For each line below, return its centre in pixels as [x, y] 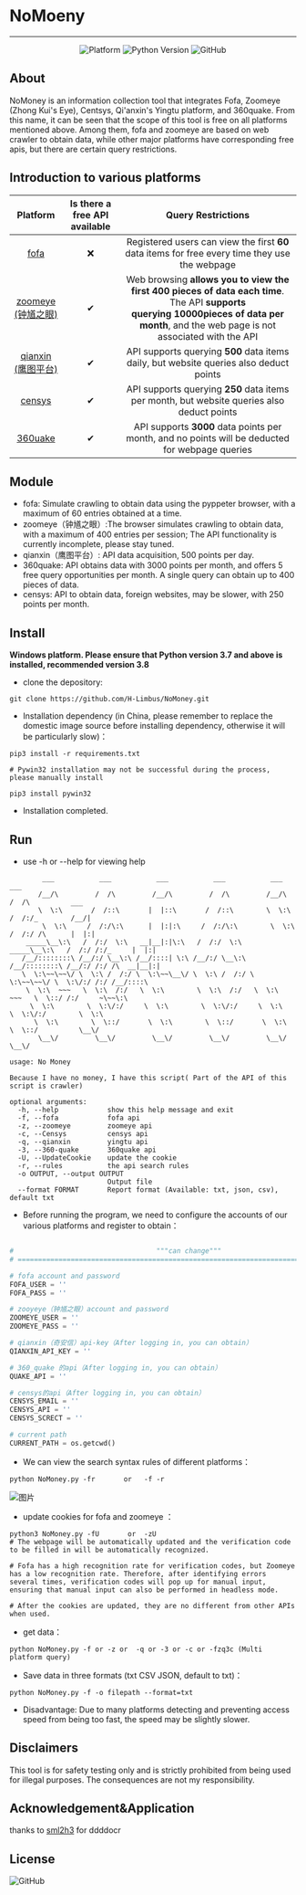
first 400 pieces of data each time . [208, 290]
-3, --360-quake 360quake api [87, 1150]
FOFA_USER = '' [38, 1284]
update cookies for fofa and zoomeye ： [98, 1516]
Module [31, 482]
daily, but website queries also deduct [208, 363]
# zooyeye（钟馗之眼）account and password [89, 1310]
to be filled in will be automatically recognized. [109, 1550]
